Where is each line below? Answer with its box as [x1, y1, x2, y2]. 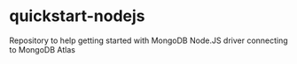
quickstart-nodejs [9, 6, 145, 26]
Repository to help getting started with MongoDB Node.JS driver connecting [9, 35, 288, 46]
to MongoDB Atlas [9, 44, 75, 54]
